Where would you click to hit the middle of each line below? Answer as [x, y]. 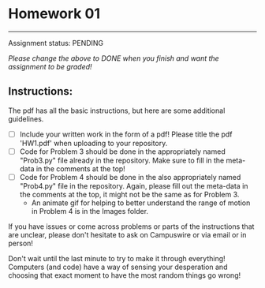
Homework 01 [54, 14]
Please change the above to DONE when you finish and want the [114, 58]
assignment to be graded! [50, 66]
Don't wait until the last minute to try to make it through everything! [117, 258]
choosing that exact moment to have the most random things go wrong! [125, 275]
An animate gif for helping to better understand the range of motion [141, 203]
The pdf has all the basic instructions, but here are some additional [117, 110]
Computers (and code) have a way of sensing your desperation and [118, 267]
